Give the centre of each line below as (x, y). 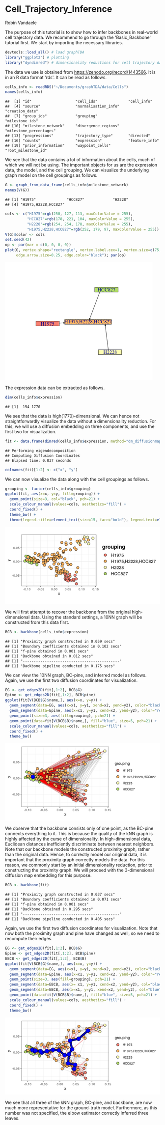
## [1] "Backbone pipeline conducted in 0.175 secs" (60, 666)
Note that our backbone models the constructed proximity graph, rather (78, 849)
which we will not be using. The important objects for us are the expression (81, 165)
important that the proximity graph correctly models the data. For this (75, 860)
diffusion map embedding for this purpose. (48, 875)
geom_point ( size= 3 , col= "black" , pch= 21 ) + (55, 499)
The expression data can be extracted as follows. (55, 388)
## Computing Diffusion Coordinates (42, 455)
